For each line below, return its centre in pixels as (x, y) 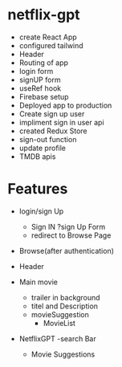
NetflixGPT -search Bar (58, 338)
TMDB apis (37, 156)
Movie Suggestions (63, 354)
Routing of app (44, 63)
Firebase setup (44, 96)
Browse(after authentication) (66, 251)
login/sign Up (41, 211)
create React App (48, 37)
